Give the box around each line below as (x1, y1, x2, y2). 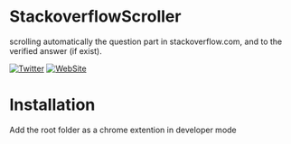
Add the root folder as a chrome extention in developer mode (9, 124, 237, 135)
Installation (9, 94, 96, 115)
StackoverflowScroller (9, 6, 182, 27)
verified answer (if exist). (9, 45, 102, 56)
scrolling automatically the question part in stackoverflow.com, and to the (9, 36, 283, 47)
